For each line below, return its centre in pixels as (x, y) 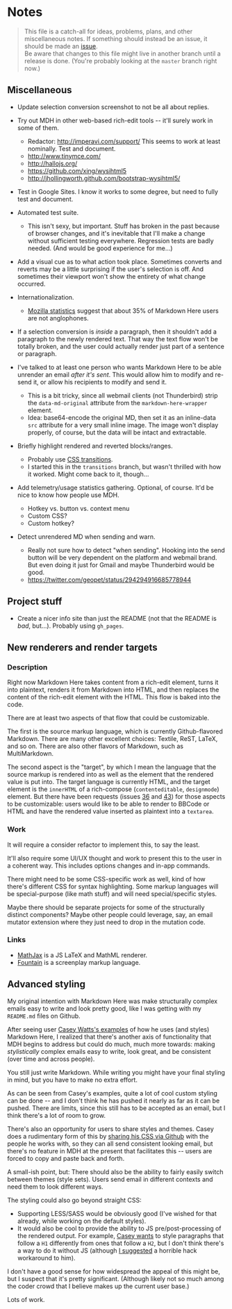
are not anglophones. (58, 318)
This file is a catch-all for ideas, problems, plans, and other (108, 31)
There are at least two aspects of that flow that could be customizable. (108, 718)
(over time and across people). (51, 1059)
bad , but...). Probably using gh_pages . (71, 626)
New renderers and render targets (82, 647)
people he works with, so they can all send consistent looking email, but (110, 1144)
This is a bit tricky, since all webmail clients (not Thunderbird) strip (123, 395)
